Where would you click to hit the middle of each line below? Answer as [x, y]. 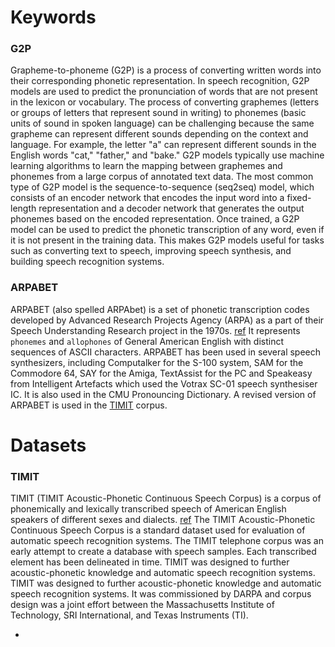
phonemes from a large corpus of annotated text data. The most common [162, 177]
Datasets [48, 445]
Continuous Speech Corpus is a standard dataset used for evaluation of [158, 530]
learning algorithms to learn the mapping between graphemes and [146, 166]
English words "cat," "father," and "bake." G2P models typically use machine [167, 155]
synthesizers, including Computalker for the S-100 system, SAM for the [157, 362]
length [23, 208]
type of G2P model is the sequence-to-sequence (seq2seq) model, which [162, 187]
